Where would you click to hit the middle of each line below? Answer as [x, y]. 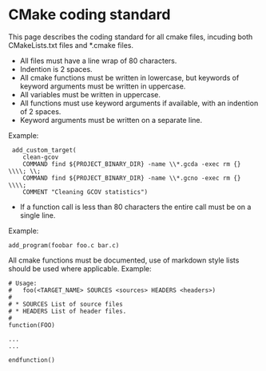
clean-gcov [41, 157]
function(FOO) [32, 325]
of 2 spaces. [40, 111]
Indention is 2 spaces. [56, 69]
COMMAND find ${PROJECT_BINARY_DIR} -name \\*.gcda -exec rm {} [132, 164]
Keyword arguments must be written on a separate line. [111, 120]
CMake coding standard [89, 15]
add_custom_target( [44, 150]
